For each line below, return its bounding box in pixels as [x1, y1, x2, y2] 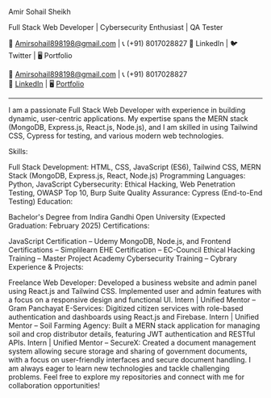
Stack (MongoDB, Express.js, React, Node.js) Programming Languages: [8, 171, 246, 180]
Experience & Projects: [8, 262, 84, 271]
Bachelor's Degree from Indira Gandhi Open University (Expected [8, 212, 226, 221]
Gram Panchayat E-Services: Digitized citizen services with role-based [8, 304, 244, 313]
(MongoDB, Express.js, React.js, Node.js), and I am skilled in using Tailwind [8, 123, 258, 132]
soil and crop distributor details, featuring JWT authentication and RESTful [8, 329, 256, 338]
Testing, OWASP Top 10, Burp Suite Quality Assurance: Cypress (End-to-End [8, 188, 263, 197]
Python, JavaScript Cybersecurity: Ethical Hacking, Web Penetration [8, 179, 236, 189]
